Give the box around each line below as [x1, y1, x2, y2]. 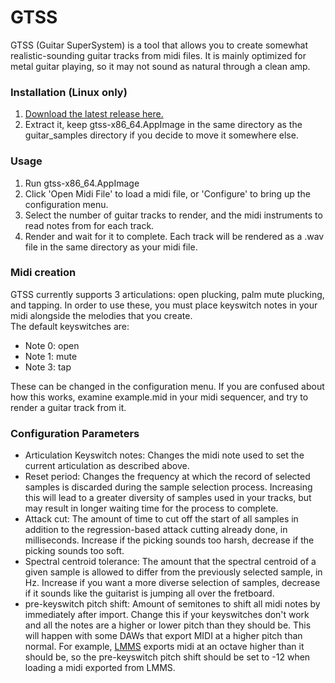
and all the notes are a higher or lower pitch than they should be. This [24, 619, 312, 631]
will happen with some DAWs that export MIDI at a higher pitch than [24, 630, 303, 642]
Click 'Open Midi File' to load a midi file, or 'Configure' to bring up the [24, 187, 311, 200]
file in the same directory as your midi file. [24, 241, 198, 253]
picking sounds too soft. [24, 545, 125, 557]
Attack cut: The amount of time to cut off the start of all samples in [24, 513, 299, 525]
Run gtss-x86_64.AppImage [24, 177, 140, 189]
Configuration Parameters [10, 426, 140, 440]
